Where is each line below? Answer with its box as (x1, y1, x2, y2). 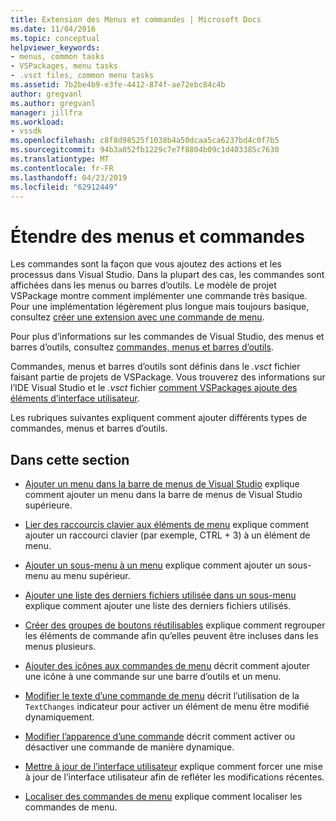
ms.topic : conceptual (10, 33, 101, 43)
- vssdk (10, 126, 43, 136)
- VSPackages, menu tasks (10, 61, 118, 71)
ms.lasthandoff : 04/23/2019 (10, 172, 128, 183)
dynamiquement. (24, 711, 95, 723)
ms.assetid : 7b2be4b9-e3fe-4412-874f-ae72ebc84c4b (10, 80, 226, 90)
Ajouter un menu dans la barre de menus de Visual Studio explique (24, 478, 300, 490)
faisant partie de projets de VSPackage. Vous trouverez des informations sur (10, 371, 326, 383)
